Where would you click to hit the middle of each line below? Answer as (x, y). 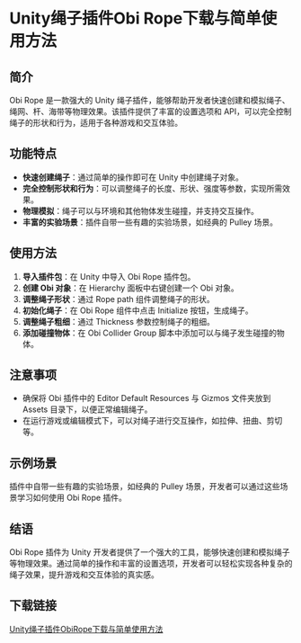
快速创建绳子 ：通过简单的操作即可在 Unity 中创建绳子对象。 (133, 177)
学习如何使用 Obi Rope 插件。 (72, 498)
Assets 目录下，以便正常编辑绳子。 (87, 409)
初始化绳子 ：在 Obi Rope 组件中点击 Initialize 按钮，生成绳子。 (137, 310)
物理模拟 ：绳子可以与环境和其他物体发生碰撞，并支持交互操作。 (140, 210)
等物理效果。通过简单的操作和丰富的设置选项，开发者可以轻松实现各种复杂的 (151, 564)
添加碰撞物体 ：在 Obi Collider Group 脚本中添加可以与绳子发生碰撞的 (149, 333)
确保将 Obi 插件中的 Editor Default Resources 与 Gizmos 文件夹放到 (146, 398)
